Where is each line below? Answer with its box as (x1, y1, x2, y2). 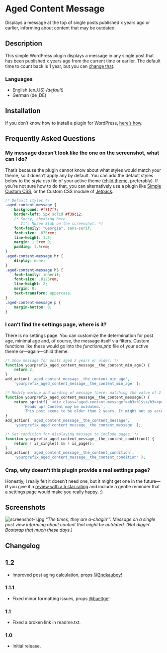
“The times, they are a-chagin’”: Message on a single (45, 516, 156, 522)
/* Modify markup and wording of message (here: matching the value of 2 (5, 390, 162, 395)
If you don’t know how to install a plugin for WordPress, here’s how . (5, 120, 143, 126)
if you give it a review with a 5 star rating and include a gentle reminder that (5, 483, 160, 489)
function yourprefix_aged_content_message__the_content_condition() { (5, 436, 155, 441)
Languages (5, 75, 33, 82)
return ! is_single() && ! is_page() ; (14, 441, 94, 446)
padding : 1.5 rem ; (14, 244, 50, 250)
